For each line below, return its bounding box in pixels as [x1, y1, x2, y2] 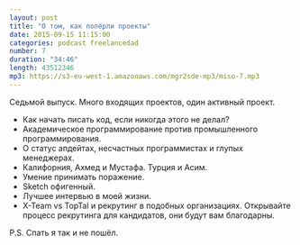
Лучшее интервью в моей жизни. [22, 190, 151, 201]
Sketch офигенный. [22, 181, 96, 192]
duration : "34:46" [9, 55, 78, 64]
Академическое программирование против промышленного [22, 123, 259, 134]
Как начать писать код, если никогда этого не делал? [22, 113, 230, 124]
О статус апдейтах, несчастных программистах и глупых [22, 142, 243, 153]
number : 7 [9, 47, 47, 56]
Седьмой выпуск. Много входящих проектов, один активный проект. [9, 96, 276, 107]
